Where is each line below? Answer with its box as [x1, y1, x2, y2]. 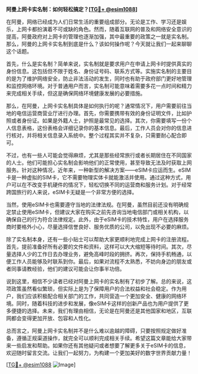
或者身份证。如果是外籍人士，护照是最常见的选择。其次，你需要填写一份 [11, 117, 187, 124]
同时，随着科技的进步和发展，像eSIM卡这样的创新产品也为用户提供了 [16, 300, 184, 307]
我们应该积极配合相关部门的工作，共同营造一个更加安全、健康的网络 [16, 293, 181, 300]
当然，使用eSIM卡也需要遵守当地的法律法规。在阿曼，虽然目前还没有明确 [6, 201, 184, 208]
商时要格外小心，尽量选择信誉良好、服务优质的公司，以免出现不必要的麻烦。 [6, 224, 192, 230]
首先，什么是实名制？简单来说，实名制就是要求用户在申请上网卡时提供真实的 [6, 60, 192, 67]
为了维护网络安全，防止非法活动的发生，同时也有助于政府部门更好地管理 [16, 75, 192, 82]
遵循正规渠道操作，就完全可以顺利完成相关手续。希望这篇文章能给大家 [16, 334, 187, 342]
